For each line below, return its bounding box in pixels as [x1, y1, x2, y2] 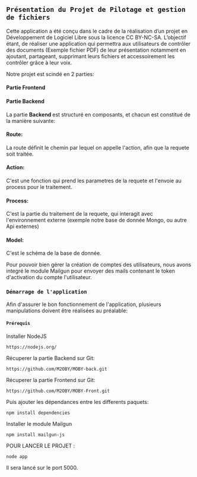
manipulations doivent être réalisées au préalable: [6, 307, 128, 314]
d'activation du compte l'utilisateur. [6, 274, 92, 281]
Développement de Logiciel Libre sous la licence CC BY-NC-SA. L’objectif [6, 33, 186, 41]
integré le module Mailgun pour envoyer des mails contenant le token [6, 267, 175, 274]
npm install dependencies [6, 410, 70, 416]
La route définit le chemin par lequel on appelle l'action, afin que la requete [6, 144, 190, 151]
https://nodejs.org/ [6, 344, 58, 350]
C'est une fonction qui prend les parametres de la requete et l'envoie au [6, 177, 182, 184]
